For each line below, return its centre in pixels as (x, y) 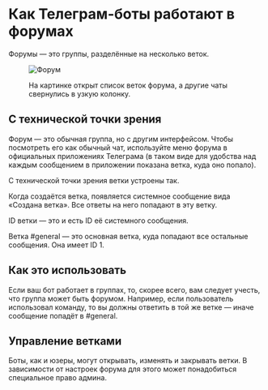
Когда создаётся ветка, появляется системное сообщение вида (119, 196)
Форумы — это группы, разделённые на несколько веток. (109, 54)
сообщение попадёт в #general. (63, 315)
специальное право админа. (58, 378)
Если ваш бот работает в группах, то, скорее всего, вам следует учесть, (134, 289)
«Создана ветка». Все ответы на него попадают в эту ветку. (113, 204)
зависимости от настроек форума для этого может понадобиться (123, 369)
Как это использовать (68, 270)
